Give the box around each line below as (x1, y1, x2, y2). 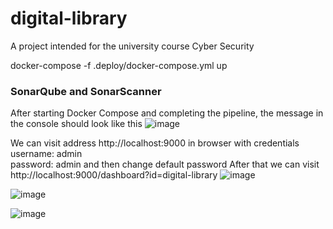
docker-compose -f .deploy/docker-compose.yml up (10, 59, 228, 71)
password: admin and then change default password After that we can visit (10, 158, 320, 171)
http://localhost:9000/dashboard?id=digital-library (10, 169, 218, 181)
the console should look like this (10, 118, 143, 130)
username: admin (10, 148, 83, 160)
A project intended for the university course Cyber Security (10, 40, 255, 52)
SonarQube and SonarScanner (10, 84, 162, 98)
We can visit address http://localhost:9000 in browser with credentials (10, 137, 300, 149)
